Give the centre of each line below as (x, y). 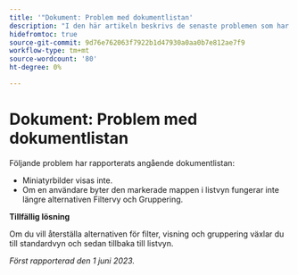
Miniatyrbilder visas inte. (67, 180)
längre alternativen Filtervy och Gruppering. (103, 199)
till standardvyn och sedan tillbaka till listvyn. (91, 243)
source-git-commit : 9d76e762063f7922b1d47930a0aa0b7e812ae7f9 (127, 42)
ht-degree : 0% (36, 68)
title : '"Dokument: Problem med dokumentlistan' (101, 17)
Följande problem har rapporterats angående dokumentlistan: (122, 162)
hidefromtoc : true (43, 34)
